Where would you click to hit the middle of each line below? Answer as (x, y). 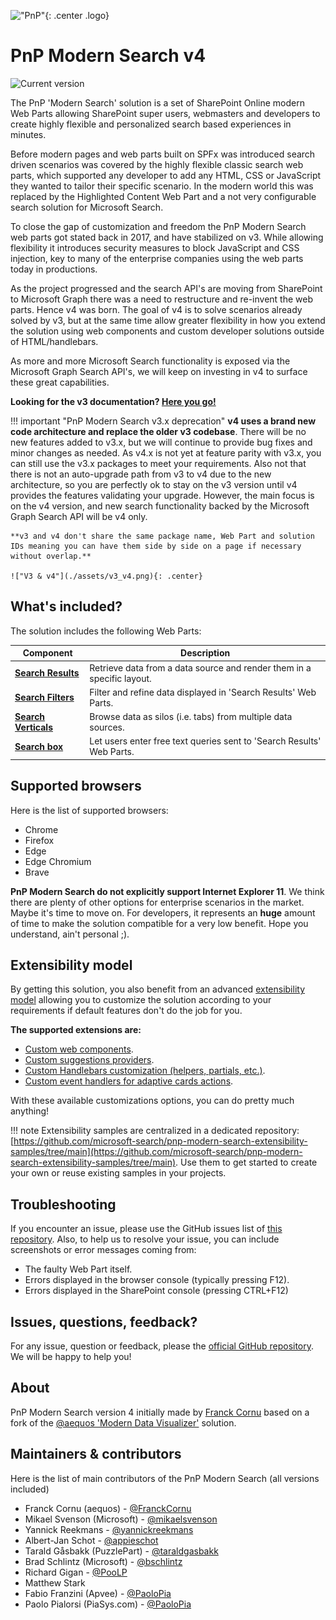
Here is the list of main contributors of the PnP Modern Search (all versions (165, 1478)
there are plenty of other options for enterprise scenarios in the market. (157, 902)
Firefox (39, 840)
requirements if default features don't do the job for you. (126, 1011)
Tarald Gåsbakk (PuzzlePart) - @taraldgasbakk (121, 1551)
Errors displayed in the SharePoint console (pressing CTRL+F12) (156, 1291)
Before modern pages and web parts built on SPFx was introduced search (163, 154)
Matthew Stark (55, 1582)
